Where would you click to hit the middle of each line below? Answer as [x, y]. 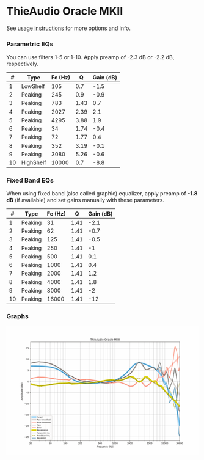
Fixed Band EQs [30, 180]
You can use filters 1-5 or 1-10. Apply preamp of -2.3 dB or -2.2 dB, [90, 57]
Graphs [17, 316]
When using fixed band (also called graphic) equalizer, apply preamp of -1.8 [102, 194]
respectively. [22, 64]
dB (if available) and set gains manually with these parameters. [86, 200]
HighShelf [34, 162]
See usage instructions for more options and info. [69, 28]
